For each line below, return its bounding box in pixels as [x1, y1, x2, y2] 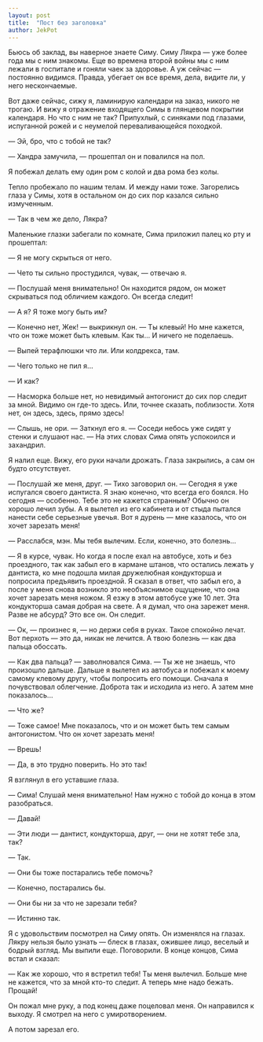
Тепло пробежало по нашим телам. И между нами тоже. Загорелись [8, 182, 239, 192]
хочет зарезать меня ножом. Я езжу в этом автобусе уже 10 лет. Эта [8, 593, 240, 602]
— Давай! [8, 814, 41, 823]
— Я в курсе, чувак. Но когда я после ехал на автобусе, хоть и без [8, 551, 232, 561]
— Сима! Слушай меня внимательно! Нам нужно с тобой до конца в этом [8, 790, 256, 800]
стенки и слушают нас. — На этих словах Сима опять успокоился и [8, 432, 236, 441]
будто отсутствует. [8, 464, 71, 473]
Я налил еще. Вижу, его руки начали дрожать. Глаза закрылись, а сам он [8, 455, 255, 465]
